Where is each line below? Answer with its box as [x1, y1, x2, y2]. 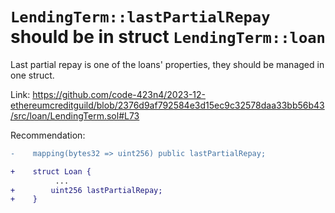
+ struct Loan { [10, 166, 92, 177]
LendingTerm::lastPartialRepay [10, 8, 271, 27]
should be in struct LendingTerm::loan [10, 26, 326, 48]
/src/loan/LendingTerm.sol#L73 [10, 109, 140, 122]
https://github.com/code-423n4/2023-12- [32, 88, 207, 100]
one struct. [10, 69, 55, 81]
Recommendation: [10, 129, 86, 141]
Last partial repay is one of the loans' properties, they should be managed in [10, 58, 325, 70]
